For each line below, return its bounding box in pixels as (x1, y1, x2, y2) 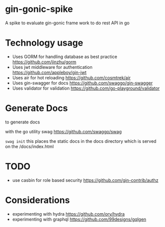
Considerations (5, 194, 70, 206)
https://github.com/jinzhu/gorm (12, 58, 77, 65)
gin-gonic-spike (5, 3, 73, 15)
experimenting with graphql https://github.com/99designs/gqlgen (12, 216, 147, 222)
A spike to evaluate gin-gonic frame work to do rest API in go (5, 20, 130, 26)
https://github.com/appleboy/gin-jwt (12, 69, 87, 75)
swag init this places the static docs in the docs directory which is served (5, 138, 157, 144)
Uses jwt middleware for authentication (12, 64, 93, 70)
